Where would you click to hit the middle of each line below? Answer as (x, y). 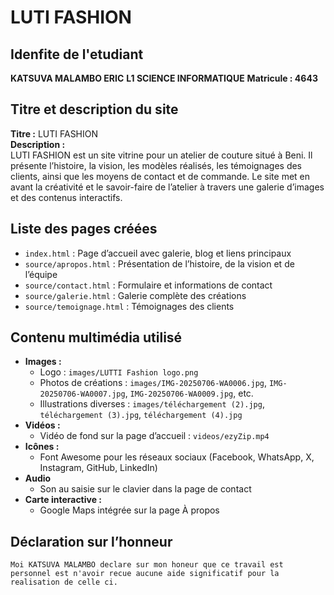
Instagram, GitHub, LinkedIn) (98, 468)
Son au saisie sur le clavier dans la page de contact (145, 489)
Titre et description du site (94, 109)
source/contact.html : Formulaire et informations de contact (148, 285)
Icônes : (42, 447)
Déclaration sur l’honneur (91, 541)
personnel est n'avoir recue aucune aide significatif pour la (145, 574)
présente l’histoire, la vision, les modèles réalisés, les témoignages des (156, 165)
